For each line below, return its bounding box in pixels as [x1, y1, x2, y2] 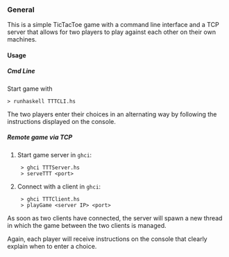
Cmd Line [7, 67, 35, 76]
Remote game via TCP [7, 133, 73, 141]
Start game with [7, 85, 53, 93]
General [7, 5, 35, 15]
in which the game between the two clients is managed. [7, 221, 167, 229]
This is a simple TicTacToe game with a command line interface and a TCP [7, 21, 220, 29]
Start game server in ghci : [17, 150, 92, 159]
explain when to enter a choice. [7, 242, 97, 250]
